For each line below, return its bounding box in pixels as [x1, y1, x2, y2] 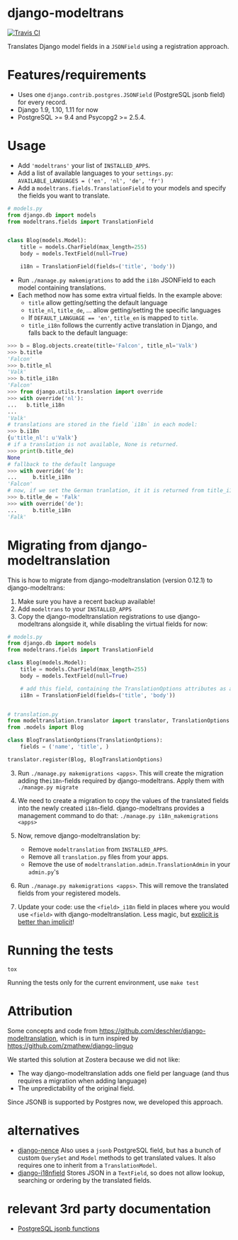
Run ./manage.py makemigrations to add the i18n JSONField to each [17, 275, 216, 284]
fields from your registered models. [17, 889, 121, 897]
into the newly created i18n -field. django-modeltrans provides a [17, 804, 205, 812]
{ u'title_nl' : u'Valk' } [7, 434, 78, 442]
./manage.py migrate [17, 784, 79, 791]
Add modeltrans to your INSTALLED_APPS [17, 604, 132, 613]
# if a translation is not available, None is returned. [7, 441, 179, 448]
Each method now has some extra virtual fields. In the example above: [17, 290, 223, 299]
